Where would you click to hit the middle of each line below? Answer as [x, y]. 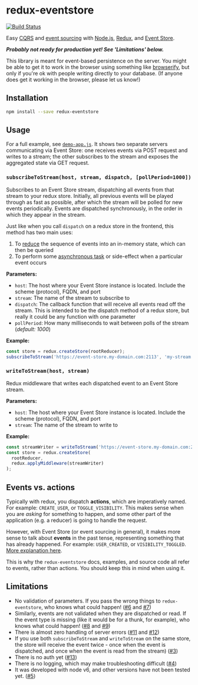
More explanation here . [34, 550]
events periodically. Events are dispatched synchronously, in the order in [94, 208]
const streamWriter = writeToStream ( [52, 447]
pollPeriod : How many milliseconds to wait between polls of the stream [102, 323]
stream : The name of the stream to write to [66, 425]
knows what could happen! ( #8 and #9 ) [62, 626]
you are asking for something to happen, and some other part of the [89, 514]
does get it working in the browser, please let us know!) [73, 80]
